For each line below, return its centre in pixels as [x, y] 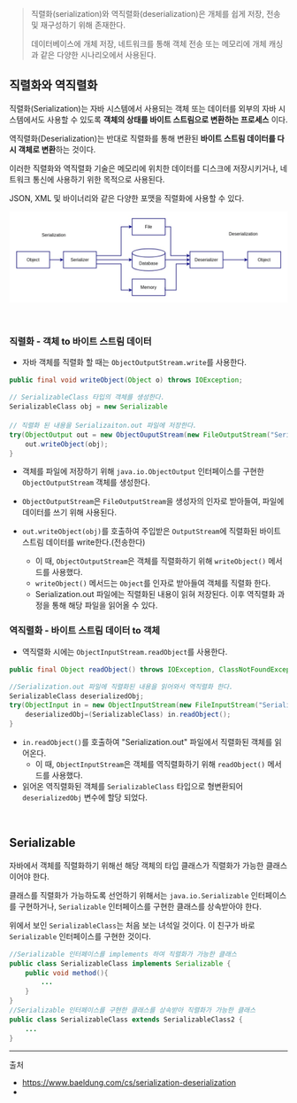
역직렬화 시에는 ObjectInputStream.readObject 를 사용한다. [125, 651]
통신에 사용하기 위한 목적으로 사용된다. [99, 179]
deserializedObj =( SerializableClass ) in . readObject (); [128, 715]
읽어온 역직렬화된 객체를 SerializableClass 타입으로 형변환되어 [132, 786]
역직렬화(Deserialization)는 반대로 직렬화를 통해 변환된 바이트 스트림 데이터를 [142, 138]
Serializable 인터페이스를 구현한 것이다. [80, 936]
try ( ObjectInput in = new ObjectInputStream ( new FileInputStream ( [134, 705]
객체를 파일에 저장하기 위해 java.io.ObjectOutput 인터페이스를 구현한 [143, 471]
